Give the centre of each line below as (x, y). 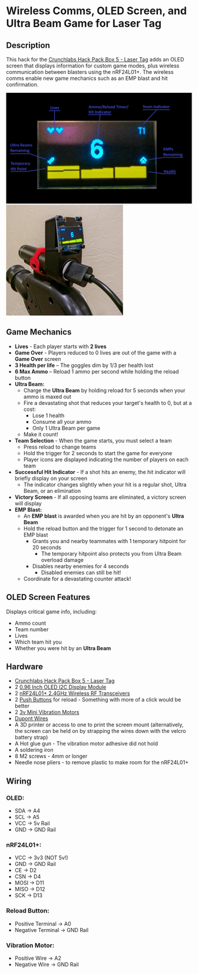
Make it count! (41, 434)
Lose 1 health (48, 415)
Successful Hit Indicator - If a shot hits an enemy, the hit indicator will (100, 472)
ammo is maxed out (47, 397)
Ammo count (30, 623)
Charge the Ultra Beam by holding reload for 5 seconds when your (104, 390)
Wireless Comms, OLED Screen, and (97, 11)
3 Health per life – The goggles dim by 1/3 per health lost (84, 365)
